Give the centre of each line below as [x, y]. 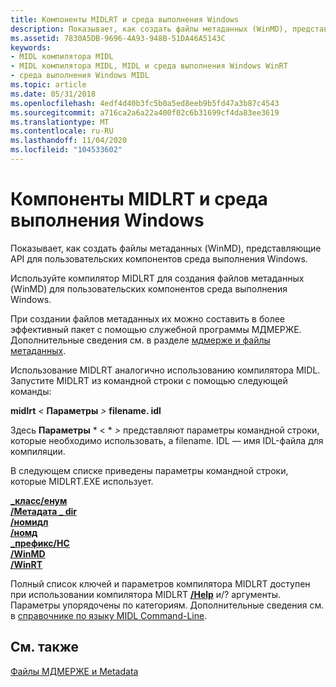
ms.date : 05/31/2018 [53, 94]
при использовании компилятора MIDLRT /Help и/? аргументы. [146, 594]
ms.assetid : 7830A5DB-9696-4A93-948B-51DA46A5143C [118, 38]
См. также [45, 647]
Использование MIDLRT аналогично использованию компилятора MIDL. [165, 370]
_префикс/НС [40, 543]
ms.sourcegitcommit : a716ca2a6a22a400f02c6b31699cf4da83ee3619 [145, 112]
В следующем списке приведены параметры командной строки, [149, 470]
